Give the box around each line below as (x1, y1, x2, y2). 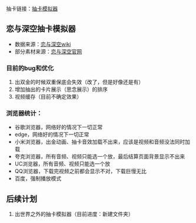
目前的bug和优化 (6, 64, 54, 72)
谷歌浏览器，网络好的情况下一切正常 (14, 124, 103, 131)
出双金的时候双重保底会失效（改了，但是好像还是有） (14, 79, 144, 86)
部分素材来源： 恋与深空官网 (14, 48, 82, 55)
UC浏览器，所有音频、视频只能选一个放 (14, 160, 111, 167)
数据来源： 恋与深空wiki (14, 40, 71, 48)
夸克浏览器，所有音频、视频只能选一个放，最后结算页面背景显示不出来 (14, 153, 185, 160)
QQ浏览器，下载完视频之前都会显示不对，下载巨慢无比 (14, 168, 147, 175)
